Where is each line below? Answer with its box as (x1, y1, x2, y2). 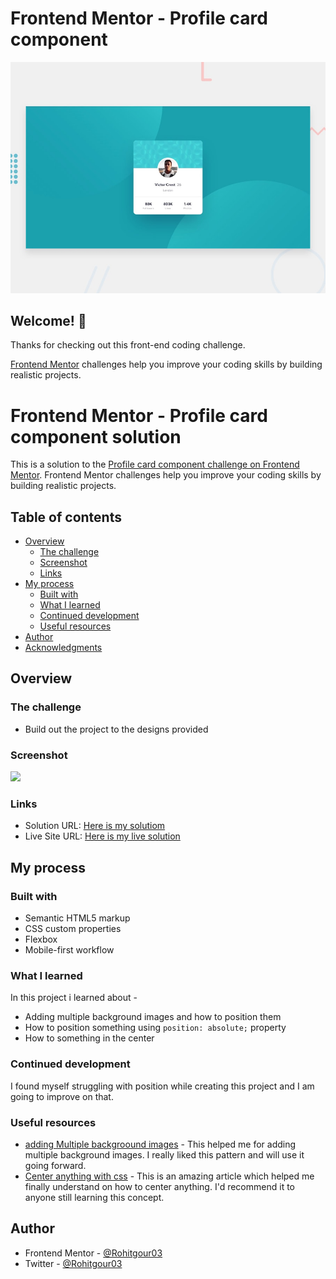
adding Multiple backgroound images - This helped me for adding (24, 1138, 297, 1150)
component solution (10, 425, 182, 448)
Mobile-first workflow (24, 944, 115, 956)
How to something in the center (24, 1032, 155, 1044)
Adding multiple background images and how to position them (24, 1011, 282, 1023)
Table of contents (10, 508, 122, 526)
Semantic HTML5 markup (24, 912, 131, 924)
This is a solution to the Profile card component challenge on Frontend (10, 458, 300, 471)
